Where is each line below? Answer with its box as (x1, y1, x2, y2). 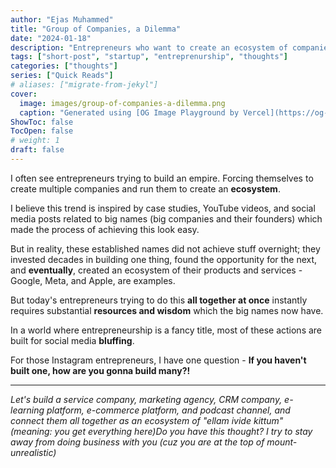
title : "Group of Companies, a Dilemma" (10, 24, 182, 34)
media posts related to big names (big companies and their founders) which (10, 212, 323, 225)
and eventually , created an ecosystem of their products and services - (10, 264, 303, 276)
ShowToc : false (10, 117, 74, 127)
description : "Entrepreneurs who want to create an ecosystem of (10, 42, 288, 53)
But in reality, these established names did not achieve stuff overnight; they (10, 242, 321, 255)
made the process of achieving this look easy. (10, 223, 200, 235)
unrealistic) (10, 446, 57, 458)
